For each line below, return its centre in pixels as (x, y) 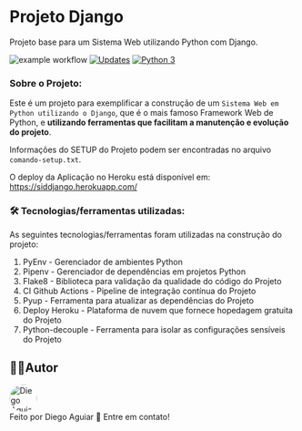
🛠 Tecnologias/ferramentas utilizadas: (97, 211)
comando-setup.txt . (45, 159)
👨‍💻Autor (34, 368)
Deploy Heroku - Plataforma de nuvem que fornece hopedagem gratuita (158, 310)
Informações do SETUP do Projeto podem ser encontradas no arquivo (140, 150)
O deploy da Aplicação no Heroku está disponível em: (110, 177)
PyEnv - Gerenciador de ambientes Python (103, 262)
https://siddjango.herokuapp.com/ (74, 187)
